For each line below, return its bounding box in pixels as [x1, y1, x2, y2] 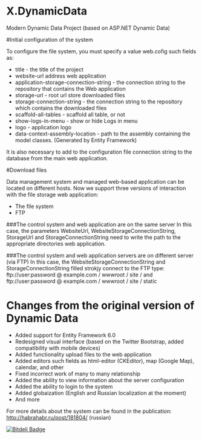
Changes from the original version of [6, 299, 195, 313]
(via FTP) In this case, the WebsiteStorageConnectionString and [6, 258, 166, 265]
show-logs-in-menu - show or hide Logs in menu [15, 117, 138, 125]
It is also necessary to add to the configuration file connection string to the [6, 148, 192, 155]
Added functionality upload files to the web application [15, 351, 152, 358]
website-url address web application [15, 72, 106, 79]
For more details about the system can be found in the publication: [6, 407, 172, 415]
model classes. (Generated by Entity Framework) [15, 136, 137, 143]
